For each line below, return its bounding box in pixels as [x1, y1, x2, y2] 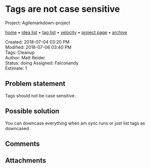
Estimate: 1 [5, 65, 27, 71]
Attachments [5, 157, 47, 165]
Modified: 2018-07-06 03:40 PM [5, 44, 72, 50]
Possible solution [5, 107, 59, 116]
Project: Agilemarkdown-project [5, 20, 70, 26]
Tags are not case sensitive [5, 3, 120, 15]
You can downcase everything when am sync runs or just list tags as [5, 120, 145, 126]
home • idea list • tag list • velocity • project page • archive [5, 29, 127, 35]
